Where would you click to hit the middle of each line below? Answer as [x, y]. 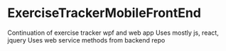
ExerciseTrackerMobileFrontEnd [104, 13]
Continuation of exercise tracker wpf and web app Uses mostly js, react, [113, 33]
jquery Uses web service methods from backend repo [86, 40]
